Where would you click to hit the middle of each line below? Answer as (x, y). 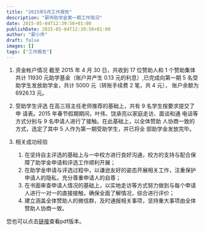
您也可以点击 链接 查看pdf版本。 (46, 221)
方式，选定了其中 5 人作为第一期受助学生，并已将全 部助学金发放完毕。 (105, 128)
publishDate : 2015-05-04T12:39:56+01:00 (59, 29)
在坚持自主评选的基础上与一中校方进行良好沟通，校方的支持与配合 (107, 155)
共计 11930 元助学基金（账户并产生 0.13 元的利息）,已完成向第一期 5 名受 (106, 78)
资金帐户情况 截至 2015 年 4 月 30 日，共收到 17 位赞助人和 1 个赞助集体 (105, 70)
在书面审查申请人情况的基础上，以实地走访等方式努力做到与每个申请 (110, 185)
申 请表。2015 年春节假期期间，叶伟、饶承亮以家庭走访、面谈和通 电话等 (106, 113)
